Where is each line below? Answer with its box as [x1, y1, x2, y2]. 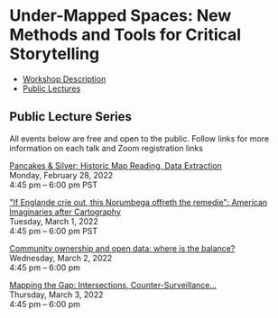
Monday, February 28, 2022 [9, 169, 114, 180]
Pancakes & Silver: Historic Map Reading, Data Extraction [9, 159, 223, 171]
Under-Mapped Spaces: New [9, 5, 232, 26]
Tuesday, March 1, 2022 [9, 215, 99, 226]
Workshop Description [22, 73, 107, 84]
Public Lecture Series [9, 109, 133, 124]
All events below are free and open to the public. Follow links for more [9, 132, 269, 144]
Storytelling [9, 44, 100, 64]
